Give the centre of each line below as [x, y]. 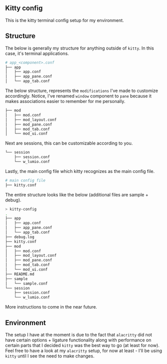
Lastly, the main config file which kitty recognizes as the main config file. [80, 171]
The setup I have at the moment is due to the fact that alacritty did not [79, 334]
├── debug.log [20, 237]
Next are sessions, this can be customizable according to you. [69, 143]
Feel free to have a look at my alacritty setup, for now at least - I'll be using [84, 350]
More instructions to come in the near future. [51, 307]
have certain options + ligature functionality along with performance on [78, 340]
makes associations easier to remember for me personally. [65, 101]
